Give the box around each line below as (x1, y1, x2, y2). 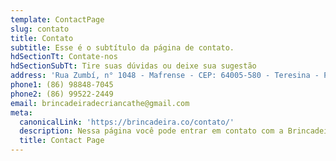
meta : (10, 107, 33, 118)
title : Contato (10, 33, 74, 43)
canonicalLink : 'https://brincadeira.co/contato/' (19, 117, 235, 127)
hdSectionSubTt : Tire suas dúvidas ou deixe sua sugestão (10, 61, 257, 71)
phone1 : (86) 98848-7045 (10, 80, 114, 90)
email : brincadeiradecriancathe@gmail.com (10, 98, 190, 108)
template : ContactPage (10, 14, 105, 25)
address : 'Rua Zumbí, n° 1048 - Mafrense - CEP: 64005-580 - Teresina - (10, 71, 320, 81)
